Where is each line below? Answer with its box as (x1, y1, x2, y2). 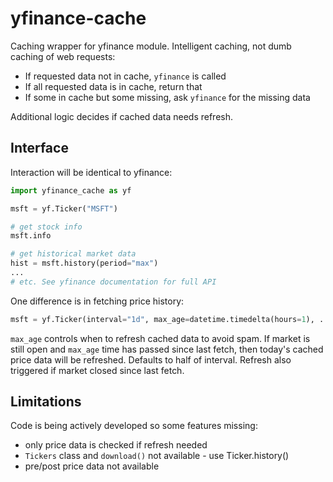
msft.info (10, 231, 52, 241)
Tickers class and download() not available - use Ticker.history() (24, 450, 290, 462)
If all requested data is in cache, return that (24, 80, 203, 92)
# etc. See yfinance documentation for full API (10, 277, 217, 287)
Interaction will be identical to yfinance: (10, 166, 173, 178)
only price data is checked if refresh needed (24, 439, 208, 451)
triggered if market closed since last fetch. (10, 364, 185, 376)
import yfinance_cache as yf (10, 185, 132, 196)
